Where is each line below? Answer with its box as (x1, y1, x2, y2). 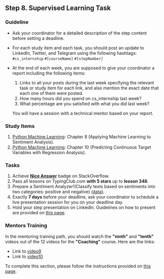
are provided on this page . (12, 210, 66, 216)
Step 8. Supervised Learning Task (5, 4, 111, 12)
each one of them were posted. (19, 90, 84, 96)
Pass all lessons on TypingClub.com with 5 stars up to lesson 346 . (12, 178, 149, 184)
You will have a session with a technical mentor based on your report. (12, 110, 154, 116)
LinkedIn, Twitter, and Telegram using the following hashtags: (12, 50, 137, 56)
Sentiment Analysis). (12, 139, 54, 145)
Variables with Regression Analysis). (12, 149, 86, 155)
